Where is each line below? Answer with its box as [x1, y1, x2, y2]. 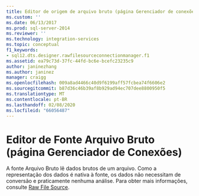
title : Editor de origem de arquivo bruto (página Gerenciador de [6, 8, 174, 15]
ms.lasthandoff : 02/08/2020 [6, 102, 76, 108]
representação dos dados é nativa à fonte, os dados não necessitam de [6, 171, 181, 178]
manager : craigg [6, 74, 46, 80]
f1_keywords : [6, 47, 38, 53]
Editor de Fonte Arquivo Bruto [6, 133, 155, 146]
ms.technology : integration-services [6, 36, 99, 42]
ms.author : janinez [6, 69, 54, 75]
